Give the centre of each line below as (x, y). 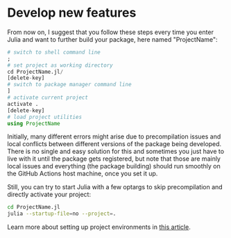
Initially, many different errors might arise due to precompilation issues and (114, 136)
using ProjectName (34, 123)
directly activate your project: (49, 195)
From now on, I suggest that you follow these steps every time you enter (110, 32)
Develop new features (72, 13)
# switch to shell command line (54, 52)
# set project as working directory (60, 65)
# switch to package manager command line (69, 85)
